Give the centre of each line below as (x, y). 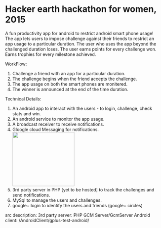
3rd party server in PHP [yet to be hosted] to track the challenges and (83, 189)
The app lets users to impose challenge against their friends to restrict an (80, 39)
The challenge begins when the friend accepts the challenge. (75, 79)
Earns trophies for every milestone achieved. (51, 54)
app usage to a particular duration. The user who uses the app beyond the (81, 44)
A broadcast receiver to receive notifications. (58, 124)
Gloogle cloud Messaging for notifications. (55, 129)
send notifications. (31, 195)
